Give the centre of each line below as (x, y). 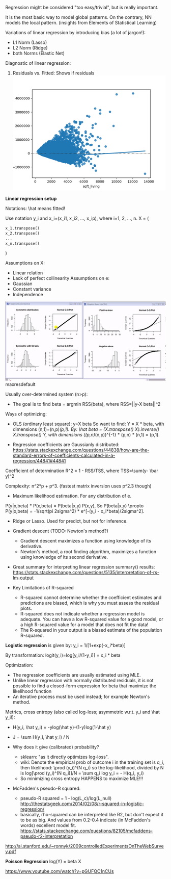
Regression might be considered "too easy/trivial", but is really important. (82, 7)
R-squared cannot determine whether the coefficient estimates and (91, 597)
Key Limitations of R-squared (43, 587)
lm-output (23, 578)
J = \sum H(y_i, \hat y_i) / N (41, 737)
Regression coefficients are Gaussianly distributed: (66, 444)
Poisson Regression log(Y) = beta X (43, 861)
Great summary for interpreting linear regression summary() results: (84, 567)
